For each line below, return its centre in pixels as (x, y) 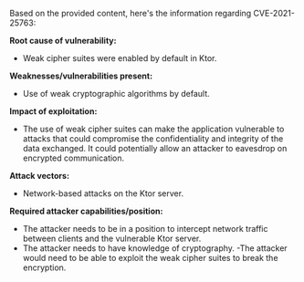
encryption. (44, 267)
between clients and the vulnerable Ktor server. (112, 238)
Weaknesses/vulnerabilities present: (81, 76)
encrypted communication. (73, 158)
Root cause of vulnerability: (63, 41)
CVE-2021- (274, 13)
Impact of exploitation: (53, 111)
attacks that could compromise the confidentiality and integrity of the (153, 139)
